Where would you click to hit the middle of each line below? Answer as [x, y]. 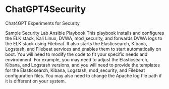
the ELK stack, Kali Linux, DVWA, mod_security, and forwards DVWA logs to [84, 38]
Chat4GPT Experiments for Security [42, 23]
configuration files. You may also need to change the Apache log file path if [83, 75]
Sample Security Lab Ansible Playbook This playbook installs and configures [85, 33]
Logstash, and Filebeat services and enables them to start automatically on [83, 49]
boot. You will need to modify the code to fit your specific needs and [76, 54]
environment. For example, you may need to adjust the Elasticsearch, [77, 59]
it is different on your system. [36, 81]
